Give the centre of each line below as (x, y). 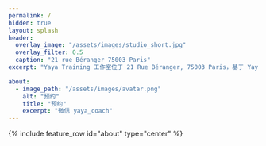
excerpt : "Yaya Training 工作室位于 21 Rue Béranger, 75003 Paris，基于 (126, 67)
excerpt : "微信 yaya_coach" (67, 111)
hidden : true (30, 23)
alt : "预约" (41, 96)
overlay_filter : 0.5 (49, 52)
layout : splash (33, 30)
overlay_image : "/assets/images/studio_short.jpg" (101, 45)
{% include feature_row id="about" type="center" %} (96, 134)
